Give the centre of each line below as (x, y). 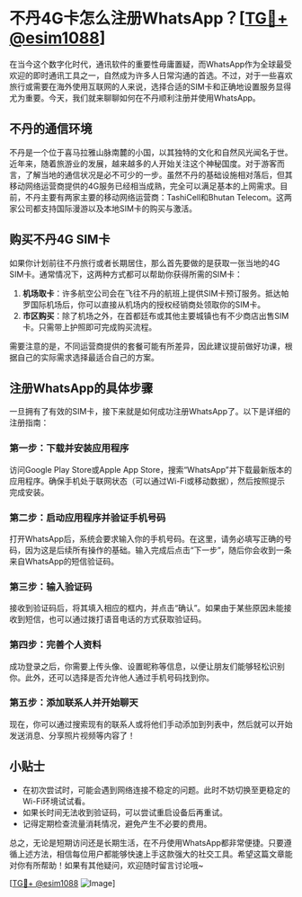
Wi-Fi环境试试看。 (56, 801)
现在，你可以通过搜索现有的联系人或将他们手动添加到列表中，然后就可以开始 (151, 724)
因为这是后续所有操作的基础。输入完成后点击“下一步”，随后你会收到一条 (158, 550)
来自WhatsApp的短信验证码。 (64, 561)
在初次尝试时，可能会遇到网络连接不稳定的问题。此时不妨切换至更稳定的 (156, 790)
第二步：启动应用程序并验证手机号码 (88, 518)
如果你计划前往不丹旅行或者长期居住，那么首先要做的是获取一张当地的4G (145, 262)
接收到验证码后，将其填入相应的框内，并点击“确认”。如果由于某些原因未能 (147, 608)
